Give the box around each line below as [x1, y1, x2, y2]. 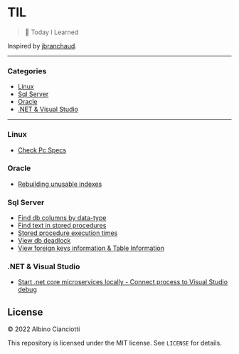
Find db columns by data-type [17, 214, 107, 222]
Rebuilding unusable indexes [17, 179, 102, 188]
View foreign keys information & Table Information [17, 244, 165, 253]
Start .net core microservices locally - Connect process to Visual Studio [17, 278, 228, 286]
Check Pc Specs [17, 145, 66, 154]
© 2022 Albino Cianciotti [7, 325, 80, 333]
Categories [7, 66, 47, 76]
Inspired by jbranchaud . [7, 41, 77, 50]
